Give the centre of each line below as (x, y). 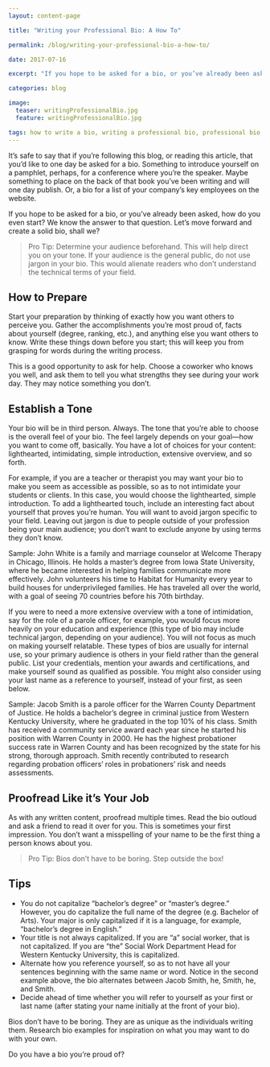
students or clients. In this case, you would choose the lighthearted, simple (132, 495)
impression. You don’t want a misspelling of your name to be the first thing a (135, 834)
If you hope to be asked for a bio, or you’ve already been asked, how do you (135, 213)
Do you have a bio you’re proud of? (66, 1054)
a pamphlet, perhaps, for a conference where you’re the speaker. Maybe (129, 172)
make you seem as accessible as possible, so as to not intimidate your (125, 487)
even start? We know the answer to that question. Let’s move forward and (130, 222)
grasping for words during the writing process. (86, 351)
